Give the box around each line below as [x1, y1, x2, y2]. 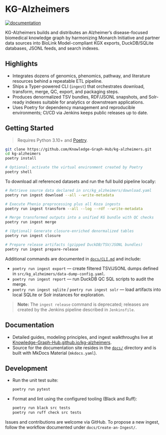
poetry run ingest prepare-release [5, 247, 79, 252]
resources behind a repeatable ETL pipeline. [12, 78, 103, 84]
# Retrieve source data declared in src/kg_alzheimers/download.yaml [5, 188, 152, 193]
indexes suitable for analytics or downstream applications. [25, 99, 145, 105]
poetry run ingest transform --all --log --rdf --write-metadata [5, 206, 143, 211]
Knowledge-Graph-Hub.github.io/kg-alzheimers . [12, 339, 112, 345]
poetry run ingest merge [5, 219, 56, 225]
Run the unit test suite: [12, 378, 58, 383]
